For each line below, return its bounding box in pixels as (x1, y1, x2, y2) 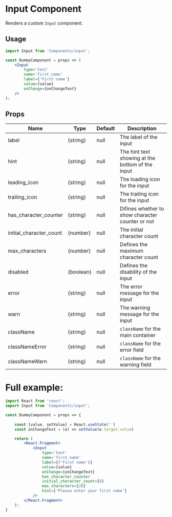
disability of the (119, 268, 157, 276)
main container (119, 332, 156, 339)
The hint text (119, 148, 150, 155)
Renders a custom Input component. (5, 20, 83, 26)
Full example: (5, 381, 63, 393)
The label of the (119, 133, 158, 141)
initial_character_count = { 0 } (41, 479, 104, 484)
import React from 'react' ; (5, 398, 66, 404)
